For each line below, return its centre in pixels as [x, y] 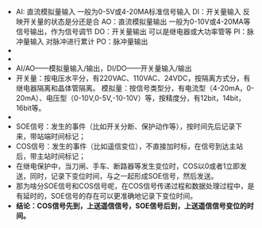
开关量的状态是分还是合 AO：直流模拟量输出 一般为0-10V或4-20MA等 [137, 21]
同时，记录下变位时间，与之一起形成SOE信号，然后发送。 [124, 176]
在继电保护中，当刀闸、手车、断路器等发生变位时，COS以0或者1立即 [128, 166]
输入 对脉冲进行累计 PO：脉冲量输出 [89, 41]
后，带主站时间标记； [50, 156]
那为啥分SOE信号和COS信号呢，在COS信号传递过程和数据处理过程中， [131, 186]
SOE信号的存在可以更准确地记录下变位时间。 [123, 196]
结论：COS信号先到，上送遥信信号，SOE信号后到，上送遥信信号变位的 [131, 206]
